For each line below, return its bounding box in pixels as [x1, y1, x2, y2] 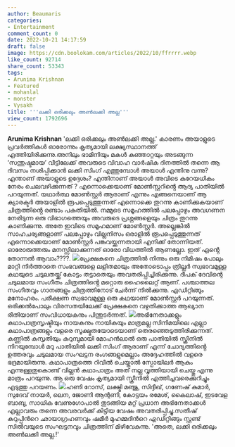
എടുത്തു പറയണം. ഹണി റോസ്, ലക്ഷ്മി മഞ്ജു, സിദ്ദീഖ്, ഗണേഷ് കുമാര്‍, [7, 382, 211, 391]
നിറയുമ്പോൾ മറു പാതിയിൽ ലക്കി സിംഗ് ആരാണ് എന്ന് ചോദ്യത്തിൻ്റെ [7, 342, 207, 351]
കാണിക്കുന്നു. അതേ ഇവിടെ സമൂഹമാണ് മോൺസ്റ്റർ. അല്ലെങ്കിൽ [7, 221, 190, 229]
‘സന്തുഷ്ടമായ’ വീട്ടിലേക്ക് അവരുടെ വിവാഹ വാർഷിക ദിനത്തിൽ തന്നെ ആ [7, 158, 220, 166]
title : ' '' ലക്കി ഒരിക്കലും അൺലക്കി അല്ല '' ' [7, 108, 129, 115]
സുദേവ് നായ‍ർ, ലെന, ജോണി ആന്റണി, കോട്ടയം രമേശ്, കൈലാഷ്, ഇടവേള [7, 390, 228, 398]
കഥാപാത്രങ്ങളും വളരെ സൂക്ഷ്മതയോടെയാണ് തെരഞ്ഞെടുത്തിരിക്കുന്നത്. [7, 326, 213, 334]
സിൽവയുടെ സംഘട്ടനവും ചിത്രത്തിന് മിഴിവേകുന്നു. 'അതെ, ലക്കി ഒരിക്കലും [7, 422, 217, 430]
